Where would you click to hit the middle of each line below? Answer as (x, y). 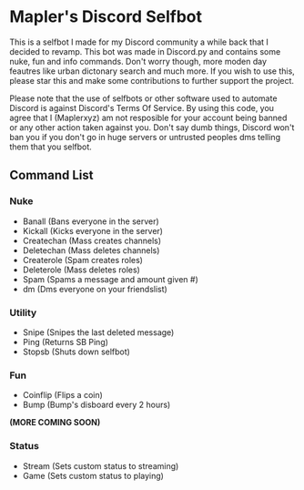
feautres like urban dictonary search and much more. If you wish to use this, (152, 71)
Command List (51, 175)
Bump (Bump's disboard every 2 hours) (96, 405)
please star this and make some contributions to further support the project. (152, 80)
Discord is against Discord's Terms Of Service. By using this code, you (142, 107)
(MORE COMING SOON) (55, 423)
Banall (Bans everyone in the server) (91, 221)
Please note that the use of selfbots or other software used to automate (143, 98)
